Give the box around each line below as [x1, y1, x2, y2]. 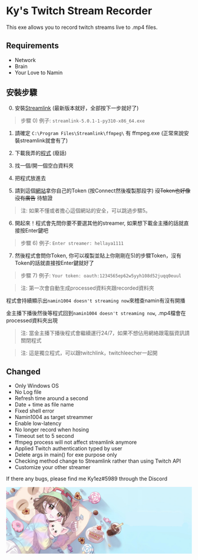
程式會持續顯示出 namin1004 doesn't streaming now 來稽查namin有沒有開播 [6, 297, 186, 304]
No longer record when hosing [14, 426, 90, 433]
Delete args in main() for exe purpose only [14, 451, 117, 459]
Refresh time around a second [14, 395, 88, 402]
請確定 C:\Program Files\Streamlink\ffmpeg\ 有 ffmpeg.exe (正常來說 [14, 129, 184, 136]
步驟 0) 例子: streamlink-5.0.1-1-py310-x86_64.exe [20, 117, 146, 124]
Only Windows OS [14, 382, 59, 389]
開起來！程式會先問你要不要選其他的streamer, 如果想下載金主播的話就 [14, 220, 184, 227]
